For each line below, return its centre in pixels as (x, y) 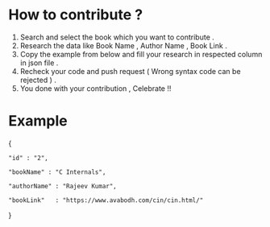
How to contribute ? (76, 15)
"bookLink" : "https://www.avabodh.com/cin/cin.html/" (106, 200)
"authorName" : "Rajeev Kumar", (62, 186)
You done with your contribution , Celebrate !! (96, 88)
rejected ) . (38, 80)
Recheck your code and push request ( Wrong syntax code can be (130, 71)
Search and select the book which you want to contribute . (117, 37)
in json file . (39, 63)
